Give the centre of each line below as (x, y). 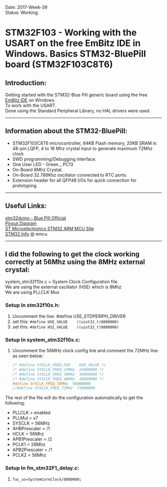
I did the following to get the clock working (72, 254)
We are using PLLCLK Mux (32, 292)
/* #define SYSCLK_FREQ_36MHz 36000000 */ (58, 374)
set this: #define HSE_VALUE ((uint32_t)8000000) (66, 321)
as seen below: (28, 356)
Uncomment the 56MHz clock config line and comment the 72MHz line (85, 351)
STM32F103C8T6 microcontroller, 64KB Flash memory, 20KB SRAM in (84, 143)
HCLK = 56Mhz (28, 434)
